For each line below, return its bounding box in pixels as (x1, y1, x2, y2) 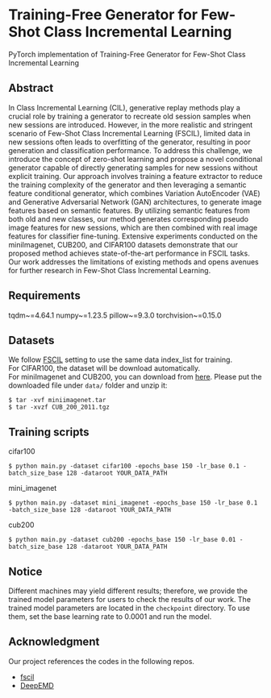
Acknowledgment (8, 635, 100, 649)
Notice (8, 564, 43, 578)
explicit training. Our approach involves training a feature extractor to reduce (8, 171, 263, 181)
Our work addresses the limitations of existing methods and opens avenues (8, 256, 260, 267)
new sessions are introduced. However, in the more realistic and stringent (8, 119, 253, 130)
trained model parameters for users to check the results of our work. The (8, 595, 252, 604)
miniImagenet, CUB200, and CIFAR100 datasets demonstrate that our (8, 239, 238, 249)
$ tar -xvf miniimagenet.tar (8, 397, 106, 405)
